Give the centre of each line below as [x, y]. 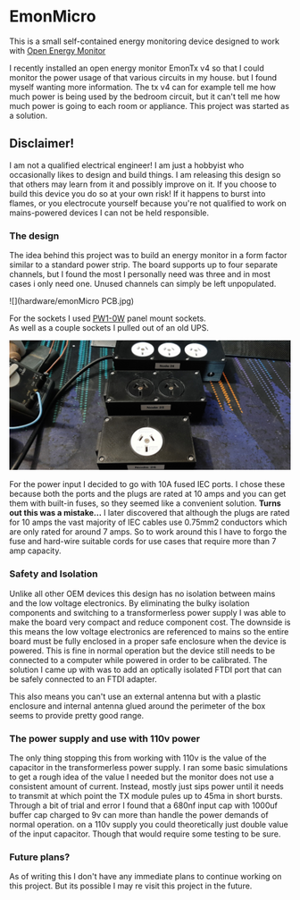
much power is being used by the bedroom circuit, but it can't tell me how [145, 97]
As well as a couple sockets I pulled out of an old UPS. [109, 328]
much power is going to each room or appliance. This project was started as [150, 105]
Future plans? [40, 857]
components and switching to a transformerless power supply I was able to [148, 612]
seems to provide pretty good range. [77, 715]
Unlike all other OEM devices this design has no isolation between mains [142, 593]
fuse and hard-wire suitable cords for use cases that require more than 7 [143, 542]
